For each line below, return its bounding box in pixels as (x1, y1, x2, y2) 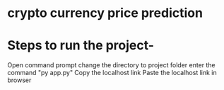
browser (7, 76, 32, 84)
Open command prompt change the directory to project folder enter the (7, 61, 216, 69)
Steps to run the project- (7, 38, 154, 54)
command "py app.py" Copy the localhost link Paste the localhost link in (7, 69, 217, 77)
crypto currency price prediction (7, 5, 204, 21)
